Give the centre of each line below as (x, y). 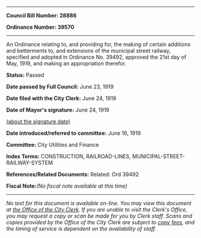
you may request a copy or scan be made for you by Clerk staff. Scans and (99, 216)
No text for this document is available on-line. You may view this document (99, 203)
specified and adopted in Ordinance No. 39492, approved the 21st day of (96, 57)
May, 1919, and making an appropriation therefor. (66, 63)
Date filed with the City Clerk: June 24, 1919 (61, 98)
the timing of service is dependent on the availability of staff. (81, 229)
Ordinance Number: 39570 (40, 27)
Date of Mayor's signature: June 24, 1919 (58, 110)
